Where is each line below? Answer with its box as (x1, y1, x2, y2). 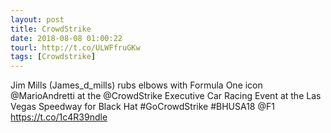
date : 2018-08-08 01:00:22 (10, 33, 123, 43)
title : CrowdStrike (10, 24, 92, 34)
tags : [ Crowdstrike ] (10, 52, 97, 62)
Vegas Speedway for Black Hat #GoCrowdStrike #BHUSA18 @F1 (10, 101, 275, 113)
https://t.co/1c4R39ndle (10, 111, 108, 123)
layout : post (10, 14, 65, 25)
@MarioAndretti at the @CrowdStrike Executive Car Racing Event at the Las (10, 90, 322, 102)
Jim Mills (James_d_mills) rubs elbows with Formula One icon (10, 79, 263, 91)
